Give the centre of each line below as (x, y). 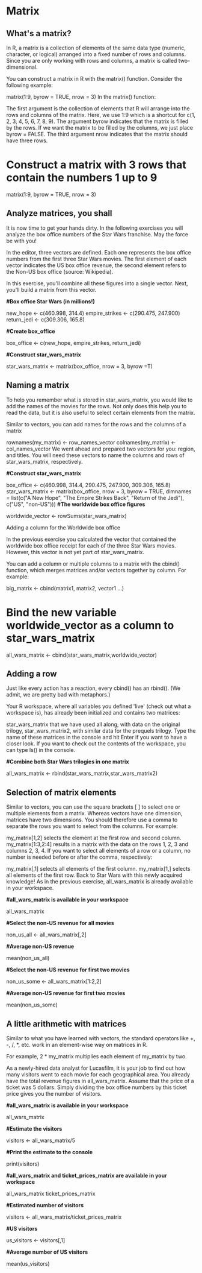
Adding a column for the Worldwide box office (63, 527)
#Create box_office (31, 331)
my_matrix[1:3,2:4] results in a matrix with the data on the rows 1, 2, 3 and (97, 844)
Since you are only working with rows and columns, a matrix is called (92, 61)
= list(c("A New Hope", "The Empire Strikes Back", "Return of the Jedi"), (95, 498)
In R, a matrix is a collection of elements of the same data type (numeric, (96, 48)
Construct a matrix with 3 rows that (96, 165)
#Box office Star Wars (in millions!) (50, 301)
